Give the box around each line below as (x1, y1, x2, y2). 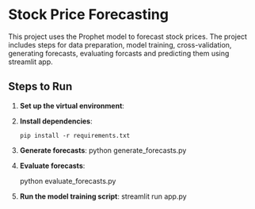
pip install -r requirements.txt (19, 131, 131, 139)
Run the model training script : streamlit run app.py (19, 192, 188, 201)
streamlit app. (8, 57, 53, 66)
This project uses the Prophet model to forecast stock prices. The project (8, 32, 248, 41)
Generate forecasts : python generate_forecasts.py (19, 145, 187, 155)
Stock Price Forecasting (8, 6, 169, 24)
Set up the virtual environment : (19, 101, 125, 110)
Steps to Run (8, 80, 73, 93)
